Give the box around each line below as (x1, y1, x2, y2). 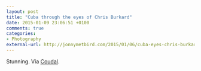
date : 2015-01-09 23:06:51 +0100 (6, 20, 90, 25)
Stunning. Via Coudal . (6, 57, 60, 65)
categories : (6, 31, 36, 37)
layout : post (6, 8, 39, 15)
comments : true (6, 25, 44, 31)
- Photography (6, 36, 42, 42)
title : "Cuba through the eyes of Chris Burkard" (6, 14, 133, 20)
